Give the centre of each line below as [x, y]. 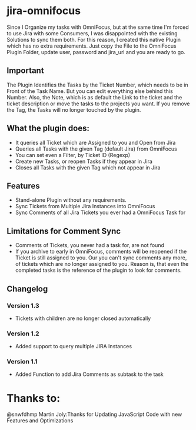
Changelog [27, 289]
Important [25, 71]
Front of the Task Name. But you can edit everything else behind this [90, 91]
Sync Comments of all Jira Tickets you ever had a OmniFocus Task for [100, 212]
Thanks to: [34, 398]
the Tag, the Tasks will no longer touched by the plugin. [74, 109]
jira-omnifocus [44, 11]
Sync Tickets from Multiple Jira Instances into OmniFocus [85, 206]
